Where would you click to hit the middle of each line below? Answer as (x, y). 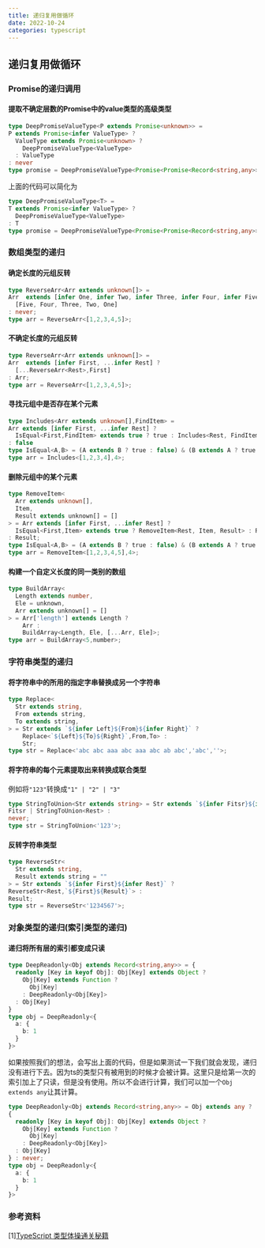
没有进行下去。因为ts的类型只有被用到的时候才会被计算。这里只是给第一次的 (132, 1072)
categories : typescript (47, 30)
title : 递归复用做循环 (41, 15)
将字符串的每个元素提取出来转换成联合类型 (77, 769)
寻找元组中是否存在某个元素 (53, 404)
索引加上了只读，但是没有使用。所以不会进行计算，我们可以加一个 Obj (121, 1082)
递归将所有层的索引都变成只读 (56, 948)
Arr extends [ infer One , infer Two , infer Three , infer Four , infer (125, 297)
